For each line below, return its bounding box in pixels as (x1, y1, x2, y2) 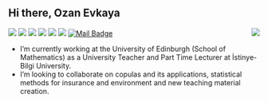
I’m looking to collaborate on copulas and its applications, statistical (19, 69, 242, 79)
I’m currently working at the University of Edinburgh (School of (19, 44, 226, 53)
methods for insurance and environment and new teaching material (19, 77, 241, 87)
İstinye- (232, 52, 258, 62)
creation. (19, 86, 49, 96)
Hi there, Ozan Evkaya (8, 6, 121, 20)
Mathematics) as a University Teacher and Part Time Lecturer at (19, 52, 231, 62)
